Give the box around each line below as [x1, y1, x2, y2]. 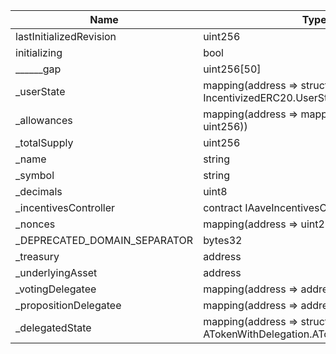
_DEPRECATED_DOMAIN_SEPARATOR [15, 234, 194, 247]
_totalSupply [15, 136, 74, 149]
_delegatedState [15, 321, 92, 334]
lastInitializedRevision [15, 30, 117, 43]
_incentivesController [15, 201, 116, 214]
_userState [15, 85, 66, 98]
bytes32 [203, 234, 243, 247]
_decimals [15, 185, 63, 198]
